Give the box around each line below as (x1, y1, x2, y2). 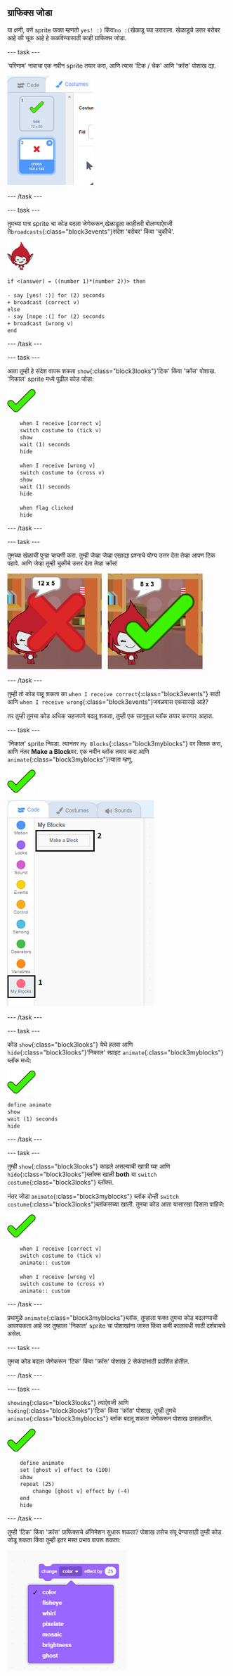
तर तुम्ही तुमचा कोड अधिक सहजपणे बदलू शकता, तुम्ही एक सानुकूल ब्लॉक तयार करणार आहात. (7, 712, 214, 720)
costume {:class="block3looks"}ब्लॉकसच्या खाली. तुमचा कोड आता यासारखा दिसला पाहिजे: (7, 1199, 225, 1208)
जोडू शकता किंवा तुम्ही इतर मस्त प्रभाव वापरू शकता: (7, 1535, 121, 1544)
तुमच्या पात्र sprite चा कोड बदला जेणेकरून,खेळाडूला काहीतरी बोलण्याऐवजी (7, 219, 173, 227)
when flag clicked (20, 504, 74, 511)
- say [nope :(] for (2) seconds (7, 313, 105, 320)
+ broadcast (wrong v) (7, 320, 74, 327)
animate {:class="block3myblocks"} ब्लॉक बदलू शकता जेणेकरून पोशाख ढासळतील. (7, 1414, 213, 1423)
